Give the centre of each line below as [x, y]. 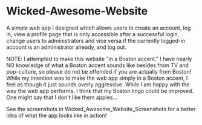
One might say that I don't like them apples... [62, 97]
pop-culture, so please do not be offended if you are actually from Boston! [99, 71]
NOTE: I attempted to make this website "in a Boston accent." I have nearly [99, 59]
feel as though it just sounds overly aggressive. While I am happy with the [98, 84]
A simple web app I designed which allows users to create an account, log [99, 28]
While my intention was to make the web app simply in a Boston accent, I [97, 78]
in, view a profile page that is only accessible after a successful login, [93, 34]
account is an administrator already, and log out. [67, 47]
